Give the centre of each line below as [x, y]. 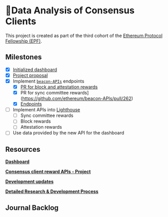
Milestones [24, 57]
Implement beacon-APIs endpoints [49, 81]
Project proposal [30, 75]
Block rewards [36, 121]
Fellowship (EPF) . [24, 41]
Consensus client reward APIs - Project [48, 172]
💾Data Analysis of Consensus [70, 11]
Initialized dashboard [35, 69]
